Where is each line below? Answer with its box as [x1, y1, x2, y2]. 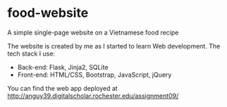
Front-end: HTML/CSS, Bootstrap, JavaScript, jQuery [17, 70, 172, 79]
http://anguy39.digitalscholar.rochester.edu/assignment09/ [7, 92, 179, 100]
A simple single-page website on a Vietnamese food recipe [7, 28, 179, 37]
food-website [7, 5, 89, 21]
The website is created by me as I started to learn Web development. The [7, 42, 221, 50]
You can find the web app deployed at [7, 84, 118, 92]
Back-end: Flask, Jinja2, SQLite [17, 63, 109, 71]
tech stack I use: [7, 49, 55, 58]
